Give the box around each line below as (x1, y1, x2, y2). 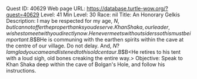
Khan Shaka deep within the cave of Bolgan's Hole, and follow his (6, 61, 165, 68)
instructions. (6, 67, 36, 74)
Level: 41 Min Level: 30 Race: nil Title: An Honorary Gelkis (40, 11, 181, 18)
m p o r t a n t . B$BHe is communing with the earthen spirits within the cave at (6, 36, 184, 43)
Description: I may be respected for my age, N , (6, 18, 119, 24)
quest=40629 (6, 11, 40, 18)
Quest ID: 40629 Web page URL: (6, 5, 85, 12)
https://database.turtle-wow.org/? (86, 5, 169, 12)
